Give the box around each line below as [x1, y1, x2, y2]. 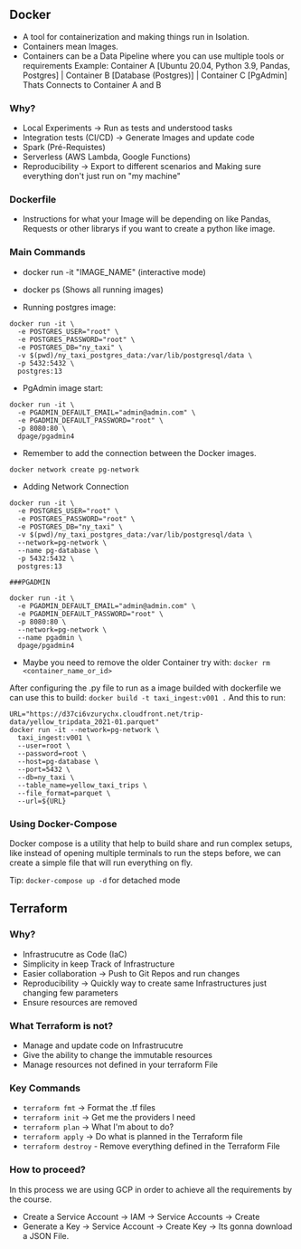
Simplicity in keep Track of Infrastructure [22, 958, 175, 969]
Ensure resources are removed [22, 996, 137, 1007]
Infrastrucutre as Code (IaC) [22, 949, 128, 959]
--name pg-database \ [17, 546, 99, 555]
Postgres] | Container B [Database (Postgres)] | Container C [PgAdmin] [22, 70, 287, 81]
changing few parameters [22, 987, 119, 998]
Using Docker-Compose [9, 817, 118, 830]
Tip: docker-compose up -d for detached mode [9, 875, 181, 885]
